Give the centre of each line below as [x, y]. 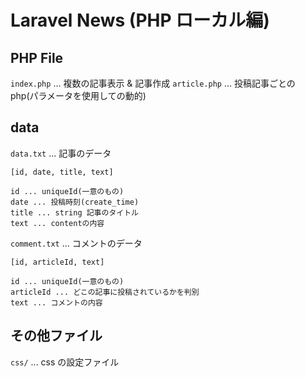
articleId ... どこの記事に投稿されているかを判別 [105, 292]
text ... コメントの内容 [56, 302]
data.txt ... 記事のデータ [61, 153]
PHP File [37, 57]
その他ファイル [56, 336]
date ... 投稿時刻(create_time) [75, 202]
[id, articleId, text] [57, 262]
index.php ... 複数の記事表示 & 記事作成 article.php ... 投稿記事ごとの [153, 83]
